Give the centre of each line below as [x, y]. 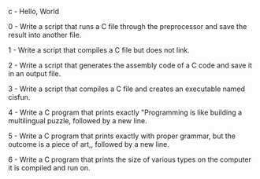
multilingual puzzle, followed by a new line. [78, 121]
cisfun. [19, 97]
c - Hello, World [33, 11]
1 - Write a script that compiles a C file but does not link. [99, 50]
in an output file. [35, 73]
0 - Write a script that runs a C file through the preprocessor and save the [128, 26]
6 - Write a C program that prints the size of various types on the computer [130, 159]
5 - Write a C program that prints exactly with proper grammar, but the [122, 136]
